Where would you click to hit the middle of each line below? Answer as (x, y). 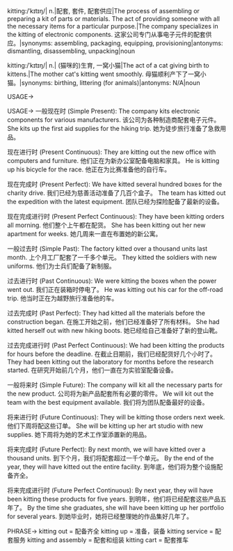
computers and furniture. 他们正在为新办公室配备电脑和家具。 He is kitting (113, 161)
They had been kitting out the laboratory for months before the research (111, 362)
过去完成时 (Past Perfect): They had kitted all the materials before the (106, 313)
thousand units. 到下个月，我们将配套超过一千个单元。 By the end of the (111, 458)
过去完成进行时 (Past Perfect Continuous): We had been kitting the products (116, 345)
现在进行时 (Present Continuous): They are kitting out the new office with (112, 152)
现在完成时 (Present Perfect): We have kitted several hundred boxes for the (115, 184)
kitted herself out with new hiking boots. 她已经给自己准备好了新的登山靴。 (114, 331)
